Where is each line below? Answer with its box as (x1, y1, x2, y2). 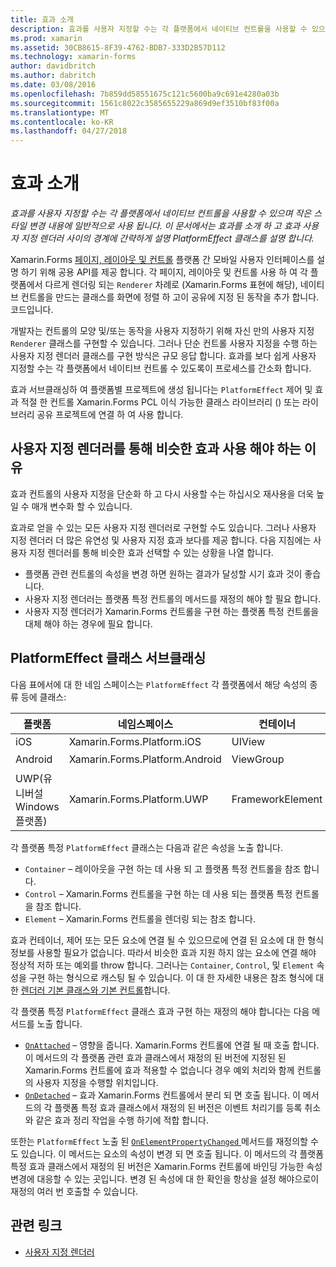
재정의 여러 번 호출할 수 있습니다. (10, 1185, 139, 1197)
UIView (231, 734, 266, 748)
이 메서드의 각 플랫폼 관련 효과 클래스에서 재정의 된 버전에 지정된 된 (24, 1051, 287, 1063)
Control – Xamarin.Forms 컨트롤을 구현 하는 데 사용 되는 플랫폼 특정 (24, 887, 293, 900)
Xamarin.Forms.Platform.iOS (68, 734, 202, 748)
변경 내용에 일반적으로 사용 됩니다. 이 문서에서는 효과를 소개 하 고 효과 (28, 220, 301, 232)
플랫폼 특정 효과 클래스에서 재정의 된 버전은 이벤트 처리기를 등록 (54, 1101, 303, 1113)
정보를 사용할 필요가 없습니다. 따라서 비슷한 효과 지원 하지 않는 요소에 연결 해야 (10, 946, 317, 958)
